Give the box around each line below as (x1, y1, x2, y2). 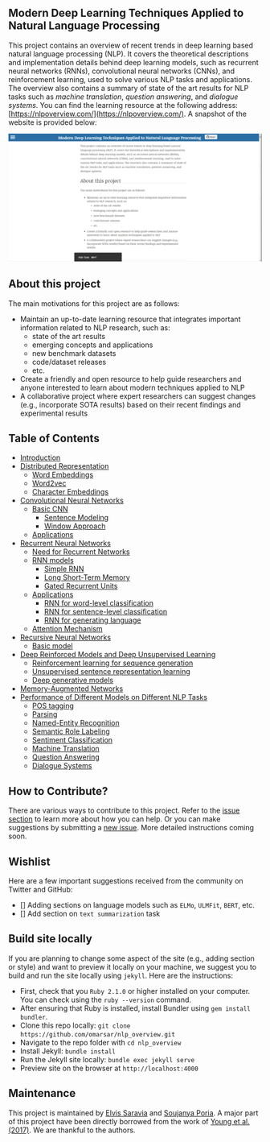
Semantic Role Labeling (31, 726, 110, 736)
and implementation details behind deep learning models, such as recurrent (8, 57, 259, 67)
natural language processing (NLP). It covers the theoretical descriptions (8, 48, 249, 59)
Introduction (19, 453, 61, 462)
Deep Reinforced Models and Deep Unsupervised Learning (19, 650, 216, 660)
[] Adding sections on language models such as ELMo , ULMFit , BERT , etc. (19, 900, 255, 910)
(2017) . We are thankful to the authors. (8, 1125, 136, 1135)
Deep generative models (31, 676, 114, 685)
